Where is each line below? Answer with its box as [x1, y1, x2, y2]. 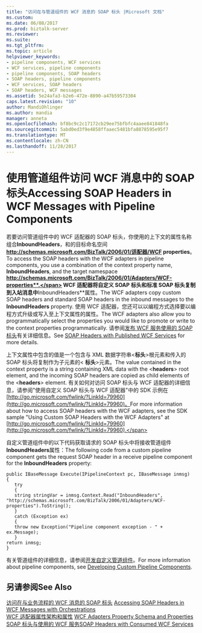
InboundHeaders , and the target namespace [6, 268, 118, 275]
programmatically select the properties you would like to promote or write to [6, 317, 195, 324]
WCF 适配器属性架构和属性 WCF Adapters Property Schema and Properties [6, 613, 194, 620]
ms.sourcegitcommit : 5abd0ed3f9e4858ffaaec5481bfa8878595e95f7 [6, 127, 169, 133]
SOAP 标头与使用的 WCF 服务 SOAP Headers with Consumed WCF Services [6, 620, 194, 628]
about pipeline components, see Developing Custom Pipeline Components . [6, 563, 193, 570]
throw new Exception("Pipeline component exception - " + [14, 524, 163, 530]
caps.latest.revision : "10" [6, 98, 77, 104]
